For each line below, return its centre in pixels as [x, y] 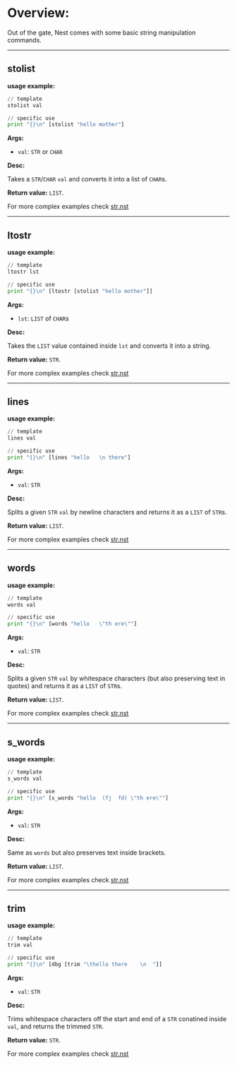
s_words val [25, 778]
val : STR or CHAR [40, 152]
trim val [20, 945]
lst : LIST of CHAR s [43, 318]
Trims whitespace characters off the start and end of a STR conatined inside [117, 1018]
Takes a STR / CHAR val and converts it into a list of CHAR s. [87, 179]
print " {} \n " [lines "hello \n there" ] [69, 457]
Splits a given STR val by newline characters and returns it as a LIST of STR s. [117, 512]
